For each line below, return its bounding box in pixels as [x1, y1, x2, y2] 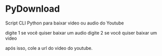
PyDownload [5, 3, 60, 15]
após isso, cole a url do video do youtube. [5, 45, 93, 51]
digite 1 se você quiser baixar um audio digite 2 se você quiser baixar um [5, 30, 157, 36]
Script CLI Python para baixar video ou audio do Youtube [5, 20, 124, 26]
